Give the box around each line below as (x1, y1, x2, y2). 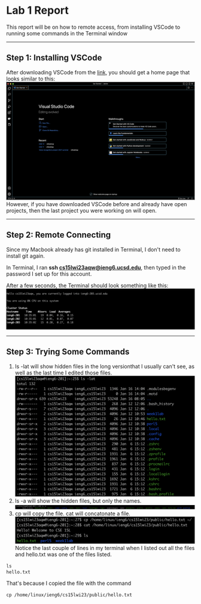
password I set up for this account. (6, 270, 92, 277)
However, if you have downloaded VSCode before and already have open (6, 200, 187, 207)
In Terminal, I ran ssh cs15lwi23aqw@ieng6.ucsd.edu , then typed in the (6, 264, 186, 271)
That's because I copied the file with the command (6, 579, 132, 587)
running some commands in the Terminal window (6, 29, 127, 37)
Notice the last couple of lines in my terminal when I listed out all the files (14, 545, 195, 551)
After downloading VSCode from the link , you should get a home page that (6, 68, 190, 75)
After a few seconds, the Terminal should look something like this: (6, 282, 169, 289)
